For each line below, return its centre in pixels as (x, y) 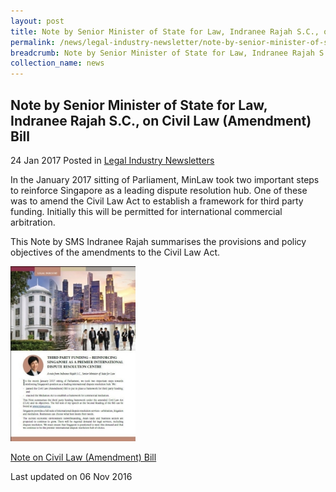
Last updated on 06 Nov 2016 (71, 476)
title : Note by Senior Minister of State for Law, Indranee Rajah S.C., (165, 31)
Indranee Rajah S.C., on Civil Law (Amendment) (161, 120)
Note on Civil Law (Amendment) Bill (83, 457)
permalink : (33, 42)
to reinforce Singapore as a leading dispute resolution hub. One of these (159, 190)
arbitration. (33, 222)
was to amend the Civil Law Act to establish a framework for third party (157, 201)
